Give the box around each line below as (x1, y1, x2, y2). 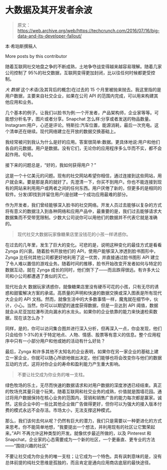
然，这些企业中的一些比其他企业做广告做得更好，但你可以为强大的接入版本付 (5, 401, 162, 407)
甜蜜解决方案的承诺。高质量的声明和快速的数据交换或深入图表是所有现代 (13, 290, 162, 296)
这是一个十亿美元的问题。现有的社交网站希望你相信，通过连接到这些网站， (5, 173, 158, 179)
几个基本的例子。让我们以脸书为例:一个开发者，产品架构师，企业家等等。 (5, 109, 155, 115)
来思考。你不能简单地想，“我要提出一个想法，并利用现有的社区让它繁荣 (5, 424, 151, 430)
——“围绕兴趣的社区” (5, 443, 49, 449)
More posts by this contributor (5, 53, 67, 59)
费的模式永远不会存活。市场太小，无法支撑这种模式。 (5, 407, 114, 413)
